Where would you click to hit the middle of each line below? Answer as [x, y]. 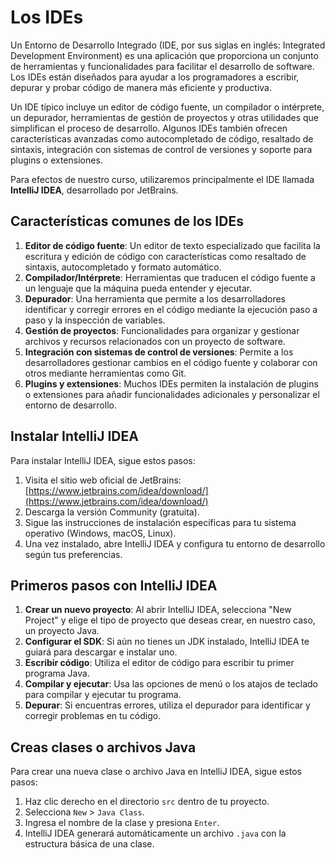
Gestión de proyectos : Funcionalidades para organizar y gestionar [162, 330]
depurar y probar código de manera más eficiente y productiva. [141, 87]
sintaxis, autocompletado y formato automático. [123, 267]
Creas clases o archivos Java [103, 747]
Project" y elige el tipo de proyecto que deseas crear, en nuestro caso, [170, 620]
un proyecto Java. [62, 631]
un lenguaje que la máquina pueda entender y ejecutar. [138, 288]
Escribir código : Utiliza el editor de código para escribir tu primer [159, 663]
